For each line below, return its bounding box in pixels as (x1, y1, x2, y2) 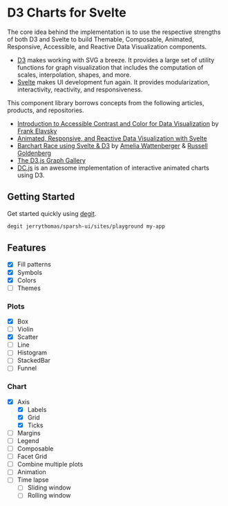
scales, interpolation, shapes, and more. (17, 71, 131, 79)
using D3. (17, 171, 45, 179)
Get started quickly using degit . (7, 209, 97, 217)
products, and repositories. (7, 106, 84, 114)
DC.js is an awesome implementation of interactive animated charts (17, 163, 209, 172)
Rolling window (27, 491, 71, 500)
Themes (17, 284, 41, 292)
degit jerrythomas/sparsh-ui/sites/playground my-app (7, 223, 166, 230)
